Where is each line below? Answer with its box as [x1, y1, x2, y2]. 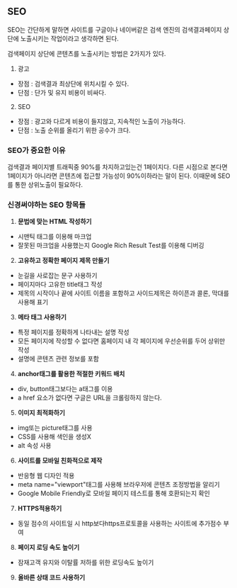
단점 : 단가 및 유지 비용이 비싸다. [17, 88, 106, 96]
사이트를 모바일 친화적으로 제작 [17, 456, 103, 465]
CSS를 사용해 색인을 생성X [17, 432, 92, 441]
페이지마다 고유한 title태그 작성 [17, 280, 103, 289]
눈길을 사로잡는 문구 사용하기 [17, 271, 98, 280]
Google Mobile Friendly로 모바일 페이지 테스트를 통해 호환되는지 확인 [17, 489, 210, 498]
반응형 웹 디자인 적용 [17, 471, 75, 480]
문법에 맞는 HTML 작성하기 [17, 217, 92, 226]
